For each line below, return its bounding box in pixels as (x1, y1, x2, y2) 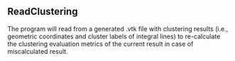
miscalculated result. (7, 47, 69, 55)
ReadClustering (7, 6, 78, 18)
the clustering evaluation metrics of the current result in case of (7, 39, 194, 48)
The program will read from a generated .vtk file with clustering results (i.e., (7, 24, 229, 33)
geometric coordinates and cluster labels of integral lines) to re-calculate (7, 32, 221, 40)
